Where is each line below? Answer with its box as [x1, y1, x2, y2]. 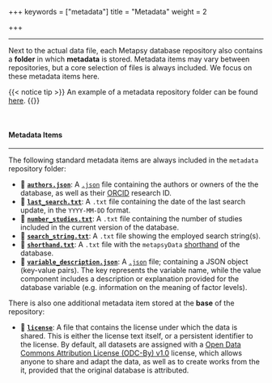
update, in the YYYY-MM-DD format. [19, 205, 131, 215]
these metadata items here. [8, 72, 100, 81]
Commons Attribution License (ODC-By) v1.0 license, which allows [19, 348, 243, 358]
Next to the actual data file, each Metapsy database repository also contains [8, 46, 263, 55]
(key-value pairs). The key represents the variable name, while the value [19, 266, 261, 276]
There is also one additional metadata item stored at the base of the [8, 298, 235, 308]
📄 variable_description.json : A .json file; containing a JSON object [19, 257, 249, 267]
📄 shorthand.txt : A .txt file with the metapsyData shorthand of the [19, 240, 240, 250]
